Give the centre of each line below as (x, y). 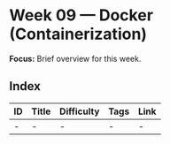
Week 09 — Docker (81, 15)
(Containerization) (78, 34)
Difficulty (79, 111)
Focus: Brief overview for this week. (75, 58)
